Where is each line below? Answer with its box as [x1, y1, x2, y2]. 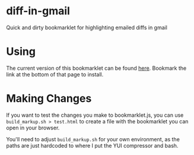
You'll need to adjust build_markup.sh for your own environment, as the [6, 135, 180, 142]
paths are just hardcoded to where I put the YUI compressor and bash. [6, 142, 179, 149]
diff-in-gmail [6, 4, 70, 18]
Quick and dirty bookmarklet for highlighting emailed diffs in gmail [6, 24, 168, 31]
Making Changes [6, 92, 92, 106]
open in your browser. [6, 124, 60, 131]
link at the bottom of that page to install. [6, 70, 104, 78]
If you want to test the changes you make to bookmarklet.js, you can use [6, 111, 184, 119]
